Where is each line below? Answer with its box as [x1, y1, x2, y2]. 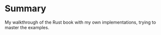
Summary [5, 3, 46, 14]
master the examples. [5, 24, 50, 30]
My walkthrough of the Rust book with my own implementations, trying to [5, 19, 156, 25]
